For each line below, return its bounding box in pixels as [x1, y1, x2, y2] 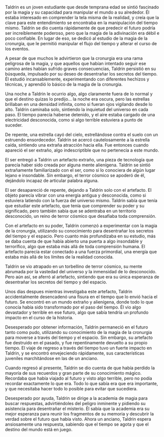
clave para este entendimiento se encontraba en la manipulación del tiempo [5, 20, 158, 26]
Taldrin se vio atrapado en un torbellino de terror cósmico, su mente [5, 263, 142, 269]
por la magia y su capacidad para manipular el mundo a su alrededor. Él [5, 9, 150, 15]
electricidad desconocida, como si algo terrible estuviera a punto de [5, 117, 143, 123]
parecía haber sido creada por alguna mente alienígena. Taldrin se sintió [5, 162, 151, 168]
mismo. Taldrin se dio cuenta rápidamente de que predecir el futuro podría [5, 25, 156, 31]
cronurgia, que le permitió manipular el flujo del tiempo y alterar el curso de [5, 41, 157, 46]
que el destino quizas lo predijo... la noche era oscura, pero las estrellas [5, 96, 150, 102]
